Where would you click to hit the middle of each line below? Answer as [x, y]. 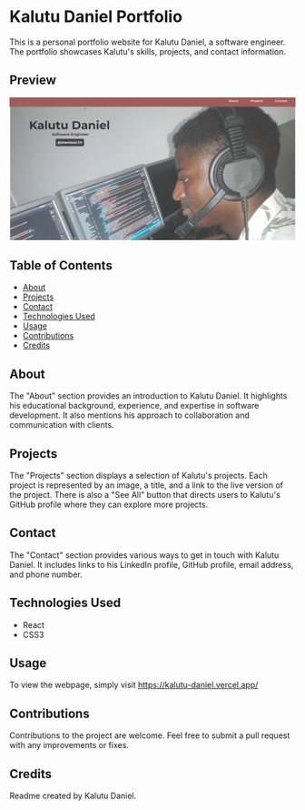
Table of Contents [61, 265]
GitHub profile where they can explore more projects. [109, 504]
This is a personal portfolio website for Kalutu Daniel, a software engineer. [148, 42]
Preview [33, 81]
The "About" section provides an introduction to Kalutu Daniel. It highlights [148, 396]
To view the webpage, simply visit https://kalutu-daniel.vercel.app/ [134, 685]
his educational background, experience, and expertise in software [134, 406]
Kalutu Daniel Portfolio [96, 17]
